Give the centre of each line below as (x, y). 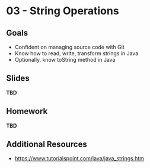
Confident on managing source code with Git (69, 47)
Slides (18, 78)
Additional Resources (47, 145)
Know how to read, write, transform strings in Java (76, 53)
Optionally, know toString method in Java (65, 60)
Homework (27, 111)
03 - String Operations (63, 11)
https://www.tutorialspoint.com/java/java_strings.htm (79, 159)
